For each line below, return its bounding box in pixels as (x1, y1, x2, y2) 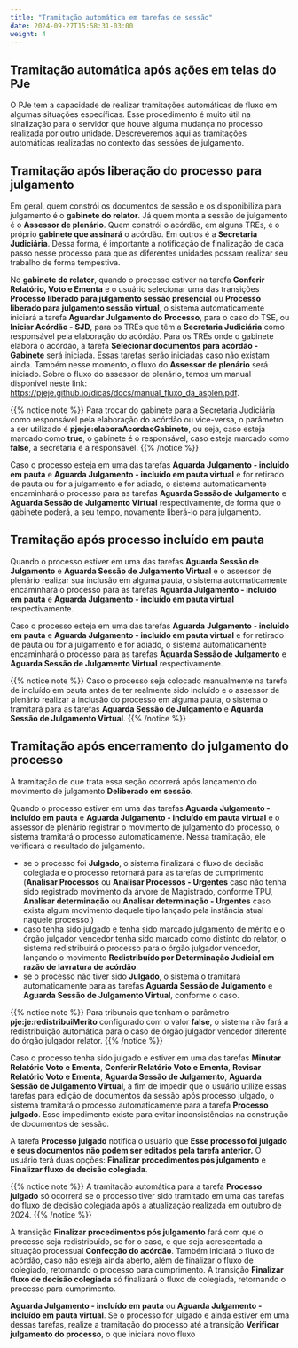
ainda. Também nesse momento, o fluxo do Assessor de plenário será (10, 359, 269, 369)
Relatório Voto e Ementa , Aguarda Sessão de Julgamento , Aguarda (10, 1071, 263, 1082)
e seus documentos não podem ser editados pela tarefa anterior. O (10, 1145, 262, 1155)
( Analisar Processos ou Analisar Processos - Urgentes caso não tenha (22, 876, 286, 887)
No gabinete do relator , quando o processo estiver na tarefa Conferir (10, 274, 265, 285)
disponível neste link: (10, 378, 88, 389)
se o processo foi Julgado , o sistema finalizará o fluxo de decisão (22, 857, 264, 868)
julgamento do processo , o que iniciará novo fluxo (10, 1328, 196, 1339)
